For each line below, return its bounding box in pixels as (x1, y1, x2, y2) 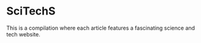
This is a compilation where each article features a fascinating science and (6, 24, 195, 31)
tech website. (6, 30, 41, 38)
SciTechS (6, 4, 56, 18)
